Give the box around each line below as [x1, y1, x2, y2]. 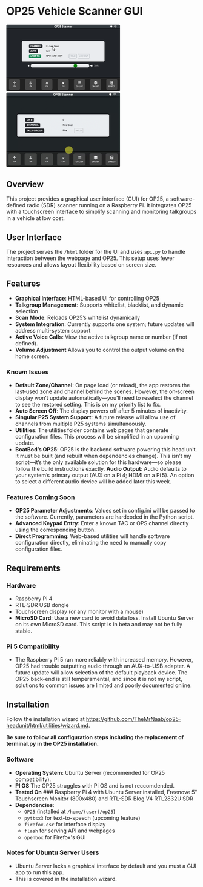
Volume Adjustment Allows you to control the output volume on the [15, 346, 185, 353]
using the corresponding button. [15, 526, 96, 534]
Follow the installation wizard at [6, 716, 85, 723]
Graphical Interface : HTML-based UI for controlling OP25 [15, 294, 159, 302]
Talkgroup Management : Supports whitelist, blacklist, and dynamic [15, 301, 184, 308]
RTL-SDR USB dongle [15, 602, 69, 609]
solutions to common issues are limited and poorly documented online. [15, 682, 192, 689]
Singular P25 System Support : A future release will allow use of [15, 414, 176, 421]
